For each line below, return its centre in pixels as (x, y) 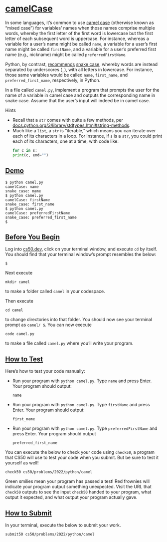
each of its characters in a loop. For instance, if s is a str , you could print (87, 136)
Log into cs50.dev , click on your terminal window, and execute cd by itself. (81, 249)
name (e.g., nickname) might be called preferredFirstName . (66, 54)
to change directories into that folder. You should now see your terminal (79, 320)
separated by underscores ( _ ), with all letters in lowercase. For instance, (79, 69)
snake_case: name (23, 191)
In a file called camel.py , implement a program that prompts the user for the (82, 90)
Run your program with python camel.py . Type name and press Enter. (82, 381)
